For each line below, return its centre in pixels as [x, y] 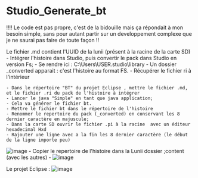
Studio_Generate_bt [56, 11]
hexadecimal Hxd [26, 129]
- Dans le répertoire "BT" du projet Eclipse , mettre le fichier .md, [97, 88]
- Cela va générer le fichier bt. [49, 103]
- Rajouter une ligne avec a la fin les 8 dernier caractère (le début [97, 135]
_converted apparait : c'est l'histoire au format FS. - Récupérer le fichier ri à [99, 70]
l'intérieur [18, 77]
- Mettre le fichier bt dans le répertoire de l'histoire [80, 108]
